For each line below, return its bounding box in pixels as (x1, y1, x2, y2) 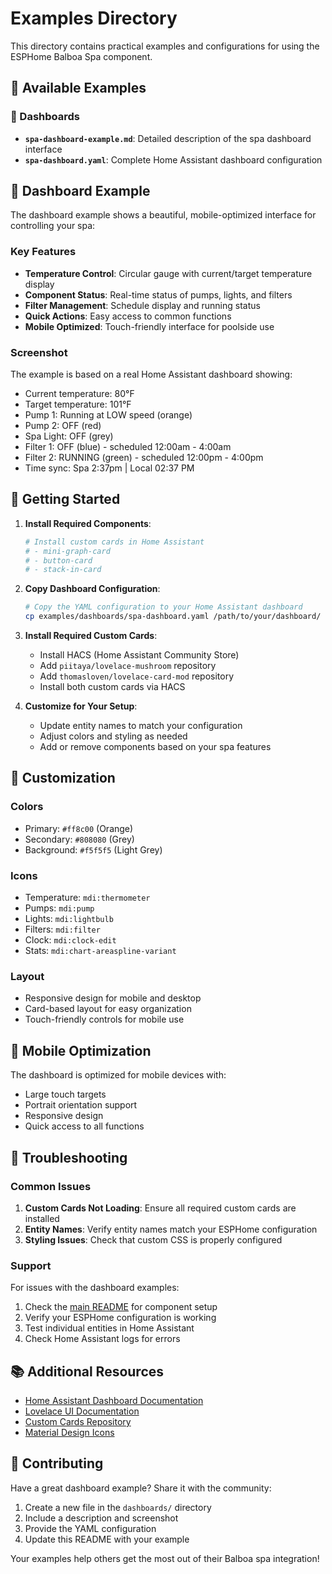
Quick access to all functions (24, 1120, 145, 1132)
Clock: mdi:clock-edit (24, 934, 117, 946)
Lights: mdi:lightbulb (24, 913, 114, 925)
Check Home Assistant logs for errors (24, 1333, 181, 1345)
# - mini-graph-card (24, 546, 111, 556)
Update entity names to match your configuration (39, 720, 243, 732)
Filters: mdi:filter (24, 923, 101, 936)
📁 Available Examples (10, 80, 147, 97)
